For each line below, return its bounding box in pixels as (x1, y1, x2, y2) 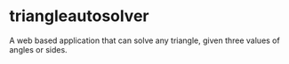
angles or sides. (9, 44, 68, 54)
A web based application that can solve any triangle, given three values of (9, 35, 280, 46)
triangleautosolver (9, 6, 149, 26)
